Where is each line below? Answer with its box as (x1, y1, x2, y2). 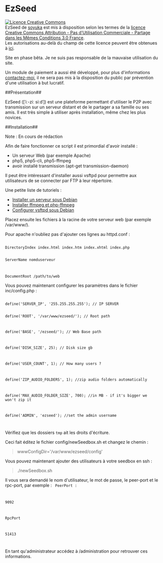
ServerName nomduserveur (5, 257, 56, 262)
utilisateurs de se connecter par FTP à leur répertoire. (5, 178, 113, 183)
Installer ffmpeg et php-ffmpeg (12, 202, 75, 207)
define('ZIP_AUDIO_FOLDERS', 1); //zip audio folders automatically (5, 377, 147, 382)
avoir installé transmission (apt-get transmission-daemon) (12, 163, 129, 169)
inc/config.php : (5, 287, 37, 293)
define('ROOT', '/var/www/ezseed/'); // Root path (5, 313, 110, 319)
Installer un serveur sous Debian (12, 197, 78, 203)
